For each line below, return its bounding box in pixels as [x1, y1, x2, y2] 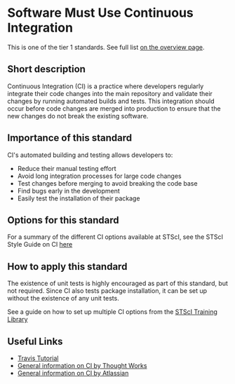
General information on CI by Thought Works [17, 362, 147, 369]
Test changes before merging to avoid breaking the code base [17, 179, 198, 187]
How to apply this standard [7, 261, 128, 273]
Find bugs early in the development [17, 186, 121, 195]
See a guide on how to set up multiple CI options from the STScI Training [7, 308, 217, 316]
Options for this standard [7, 214, 119, 226]
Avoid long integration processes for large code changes [17, 172, 182, 180]
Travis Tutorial [17, 354, 59, 362]
